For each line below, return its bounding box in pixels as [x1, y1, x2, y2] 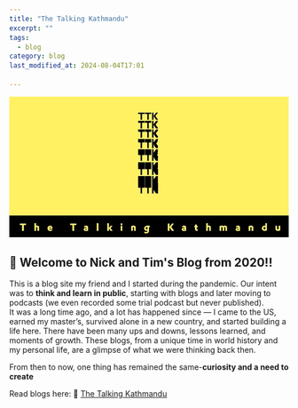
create [9, 371, 34, 381]
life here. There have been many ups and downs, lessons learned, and [9, 325, 266, 336]
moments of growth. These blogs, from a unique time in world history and [9, 334, 278, 346]
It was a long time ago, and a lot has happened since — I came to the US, [9, 307, 277, 317]
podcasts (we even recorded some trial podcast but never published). [9, 297, 264, 308]
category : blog [9, 52, 66, 61]
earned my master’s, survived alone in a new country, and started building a [9, 316, 286, 326]
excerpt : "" [9, 23, 53, 33]
